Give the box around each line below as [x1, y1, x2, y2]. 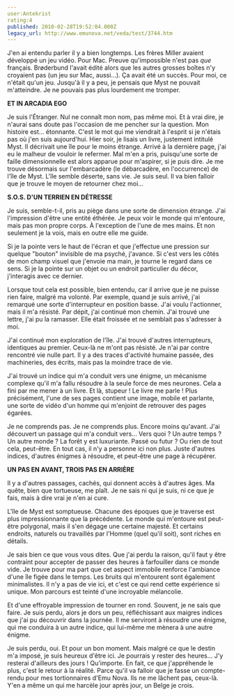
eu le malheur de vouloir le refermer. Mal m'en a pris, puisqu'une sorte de [7, 150, 218, 158]
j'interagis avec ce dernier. [7, 272, 84, 280]
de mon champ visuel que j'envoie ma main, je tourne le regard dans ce [7, 257, 212, 266]
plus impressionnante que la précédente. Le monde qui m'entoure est [7, 515, 207, 523]
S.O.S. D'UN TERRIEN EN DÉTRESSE [7, 193, 113, 202]
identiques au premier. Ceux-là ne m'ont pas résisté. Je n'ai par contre [7, 343, 210, 352]
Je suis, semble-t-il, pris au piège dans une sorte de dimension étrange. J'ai [7, 206, 226, 215]
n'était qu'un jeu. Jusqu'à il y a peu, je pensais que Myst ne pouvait [7, 78, 201, 87]
